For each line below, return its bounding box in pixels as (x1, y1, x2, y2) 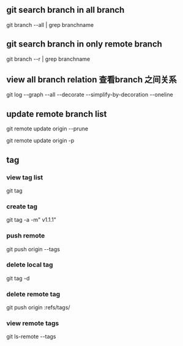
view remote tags (6, 319, 59, 328)
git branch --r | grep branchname (6, 55, 91, 62)
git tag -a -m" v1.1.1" (6, 216, 57, 224)
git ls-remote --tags (6, 333, 56, 340)
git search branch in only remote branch (6, 39, 162, 50)
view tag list (6, 173, 43, 181)
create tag (6, 202, 38, 211)
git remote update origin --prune (6, 125, 89, 132)
